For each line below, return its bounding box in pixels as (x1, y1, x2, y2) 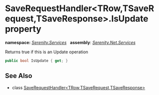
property (5, 24, 42, 34)
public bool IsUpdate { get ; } (5, 58, 68, 63)
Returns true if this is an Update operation (5, 49, 88, 55)
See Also (5, 72, 32, 80)
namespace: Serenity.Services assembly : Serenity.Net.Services (5, 39, 136, 45)
